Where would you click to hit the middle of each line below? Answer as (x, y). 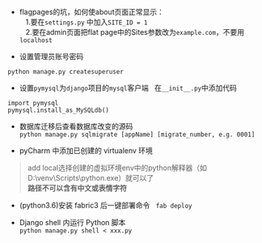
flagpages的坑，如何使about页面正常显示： (92, 12)
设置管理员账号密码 (51, 56)
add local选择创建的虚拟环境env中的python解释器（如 (117, 168)
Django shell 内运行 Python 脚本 (72, 222)
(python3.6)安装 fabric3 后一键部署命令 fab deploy (106, 205)
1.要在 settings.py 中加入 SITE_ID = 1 (87, 22)
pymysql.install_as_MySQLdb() (59, 110)
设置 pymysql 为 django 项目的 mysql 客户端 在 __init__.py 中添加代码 (128, 88)
